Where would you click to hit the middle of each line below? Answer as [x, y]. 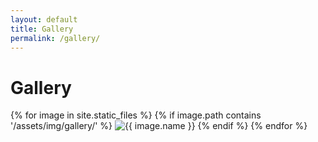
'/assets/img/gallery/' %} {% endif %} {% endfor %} [159, 126]
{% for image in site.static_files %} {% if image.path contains [136, 115]
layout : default [44, 19]
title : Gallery [42, 29]
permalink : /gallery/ [55, 38]
